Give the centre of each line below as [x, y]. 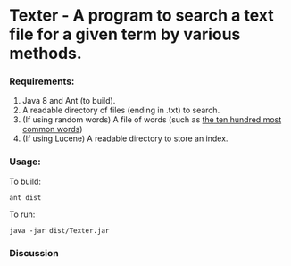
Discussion [34, 253]
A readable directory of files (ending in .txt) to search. [121, 110]
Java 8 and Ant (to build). [69, 101]
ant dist [25, 197]
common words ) [52, 129]
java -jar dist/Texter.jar [59, 230]
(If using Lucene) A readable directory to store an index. [125, 138]
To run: [22, 214]
